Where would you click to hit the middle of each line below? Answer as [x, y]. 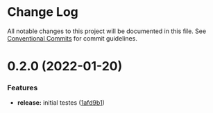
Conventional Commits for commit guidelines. [72, 38]
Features [23, 88]
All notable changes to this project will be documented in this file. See [107, 31]
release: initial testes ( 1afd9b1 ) [61, 103]
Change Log [43, 12]
